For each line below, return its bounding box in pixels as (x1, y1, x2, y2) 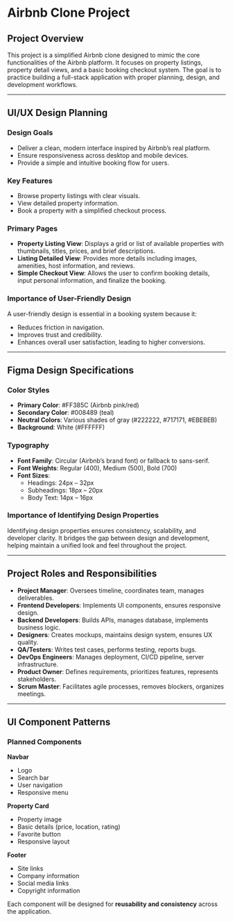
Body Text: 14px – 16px (27, 493, 94, 502)
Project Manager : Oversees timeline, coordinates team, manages (17, 586, 205, 595)
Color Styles (7, 385, 50, 395)
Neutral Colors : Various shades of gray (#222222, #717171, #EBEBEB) (17, 415, 217, 425)
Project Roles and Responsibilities (7, 568, 157, 579)
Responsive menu (17, 789, 69, 797)
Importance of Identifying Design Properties (7, 511, 159, 520)
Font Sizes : (17, 471, 51, 479)
